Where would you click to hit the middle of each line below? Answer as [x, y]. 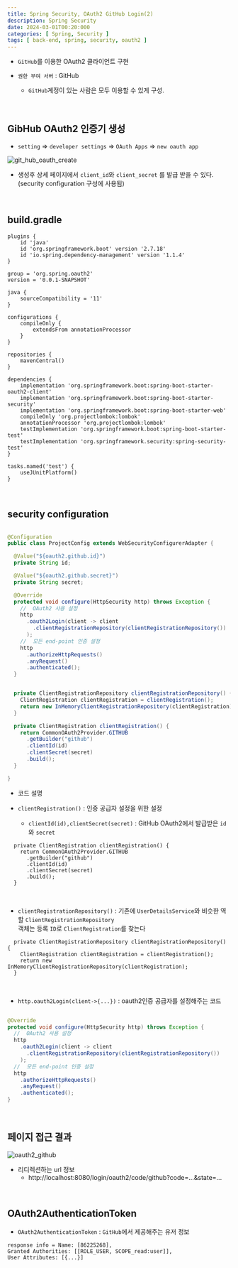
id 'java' [35, 242]
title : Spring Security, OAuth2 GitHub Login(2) [80, 14]
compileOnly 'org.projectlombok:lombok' [80, 416]
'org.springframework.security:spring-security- [153, 441]
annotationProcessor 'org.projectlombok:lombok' [93, 423]
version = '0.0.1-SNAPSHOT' [49, 280]
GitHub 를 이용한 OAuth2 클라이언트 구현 [73, 62]
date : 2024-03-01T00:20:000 [49, 27]
